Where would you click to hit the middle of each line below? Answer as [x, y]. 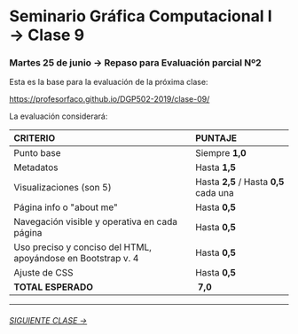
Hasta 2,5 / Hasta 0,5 [239, 182]
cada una [214, 193]
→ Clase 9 [47, 35]
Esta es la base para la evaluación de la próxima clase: [109, 82]
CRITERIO [35, 138]
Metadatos [36, 167]
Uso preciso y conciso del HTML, [83, 247]
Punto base [37, 153]
